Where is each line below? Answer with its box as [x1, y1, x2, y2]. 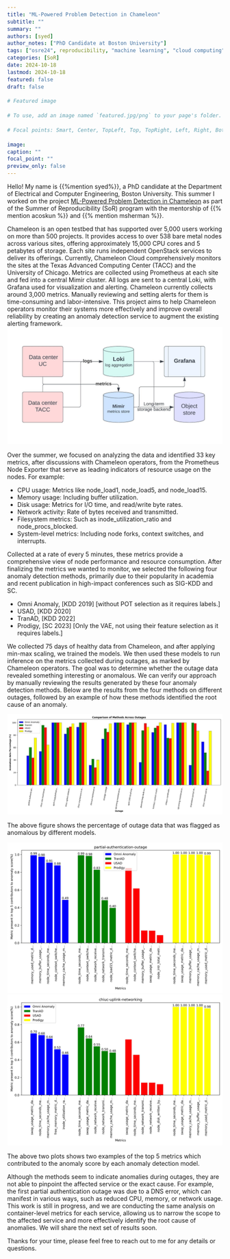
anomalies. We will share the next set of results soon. [7, 1223, 157, 1232]
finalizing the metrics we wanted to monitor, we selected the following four [7, 564, 218, 573]
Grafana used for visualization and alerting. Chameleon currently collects [7, 283, 214, 291]
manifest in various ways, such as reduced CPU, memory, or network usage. [7, 1195, 223, 1203]
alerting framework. [7, 319, 63, 327]
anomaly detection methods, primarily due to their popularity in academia [7, 572, 214, 580]
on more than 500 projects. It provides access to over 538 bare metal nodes [7, 232, 222, 240]
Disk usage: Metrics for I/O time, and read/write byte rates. [16, 500, 183, 508]
